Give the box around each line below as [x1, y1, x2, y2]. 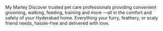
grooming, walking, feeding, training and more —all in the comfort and [5, 9, 152, 15]
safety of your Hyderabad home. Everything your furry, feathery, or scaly [5, 15, 158, 20]
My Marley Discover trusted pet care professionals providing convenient [5, 4, 156, 10]
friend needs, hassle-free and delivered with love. [5, 20, 110, 26]
